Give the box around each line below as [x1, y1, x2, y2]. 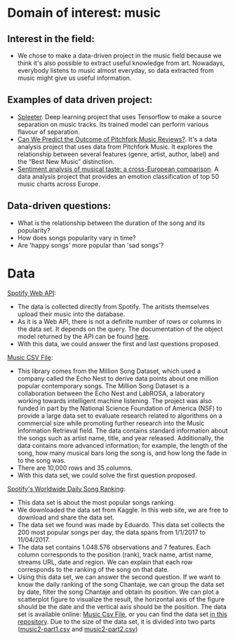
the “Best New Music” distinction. [17, 157, 114, 165]
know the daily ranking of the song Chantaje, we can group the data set [17, 580, 224, 588]
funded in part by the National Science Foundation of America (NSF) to [17, 404, 222, 412]
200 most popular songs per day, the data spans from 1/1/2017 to [17, 528, 206, 536]
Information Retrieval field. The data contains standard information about [17, 426, 228, 435]
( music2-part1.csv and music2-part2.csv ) [17, 625, 138, 633]
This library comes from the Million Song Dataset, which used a [17, 367, 201, 375]
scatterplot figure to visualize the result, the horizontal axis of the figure [17, 594, 225, 604]
